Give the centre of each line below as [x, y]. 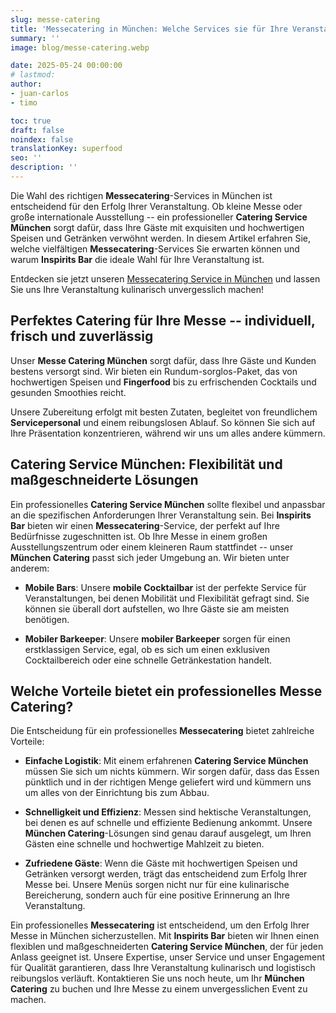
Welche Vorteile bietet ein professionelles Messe [166, 691]
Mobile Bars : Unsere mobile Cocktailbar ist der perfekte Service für [165, 587]
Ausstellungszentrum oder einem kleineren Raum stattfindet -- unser [152, 547]
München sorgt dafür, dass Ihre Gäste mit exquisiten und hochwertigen [157, 227]
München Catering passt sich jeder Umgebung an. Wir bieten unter [150, 557]
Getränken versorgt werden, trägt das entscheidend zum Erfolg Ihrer [166, 874]
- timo [24, 102]
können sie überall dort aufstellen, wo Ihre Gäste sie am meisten [157, 608]
